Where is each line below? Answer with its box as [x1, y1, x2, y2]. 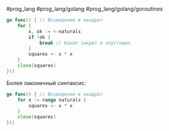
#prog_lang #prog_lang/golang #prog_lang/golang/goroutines [6, 6, 163, 12]
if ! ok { [28, 34, 51, 40]
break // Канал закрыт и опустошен [39, 40, 131, 46]
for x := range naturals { [17, 97, 87, 103]
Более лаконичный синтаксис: [6, 79, 87, 86]
